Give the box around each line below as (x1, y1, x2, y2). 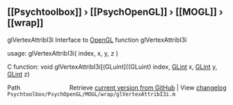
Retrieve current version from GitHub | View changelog (69, 83, 227, 92)
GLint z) (7, 70, 30, 78)
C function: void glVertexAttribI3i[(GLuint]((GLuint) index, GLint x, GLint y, (7, 63, 218, 71)
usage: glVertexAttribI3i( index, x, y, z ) (7, 49, 118, 57)
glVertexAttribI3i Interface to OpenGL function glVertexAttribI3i (7, 35, 187, 44)
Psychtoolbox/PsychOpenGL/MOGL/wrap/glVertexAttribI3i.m (7, 90, 176, 97)
